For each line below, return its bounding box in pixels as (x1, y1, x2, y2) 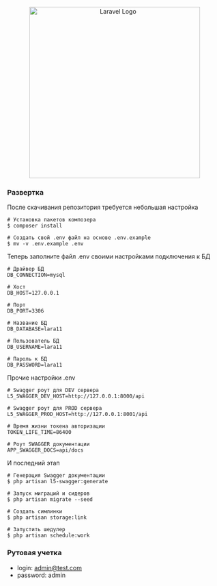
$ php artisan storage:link (7, 514, 87, 521)
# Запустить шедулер (7, 526, 66, 533)
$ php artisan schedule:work (7, 532, 90, 539)
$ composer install (7, 223, 63, 230)
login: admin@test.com (16, 563, 82, 572)
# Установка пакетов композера (7, 217, 96, 223)
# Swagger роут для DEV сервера (7, 387, 99, 394)
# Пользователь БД (7, 338, 59, 345)
